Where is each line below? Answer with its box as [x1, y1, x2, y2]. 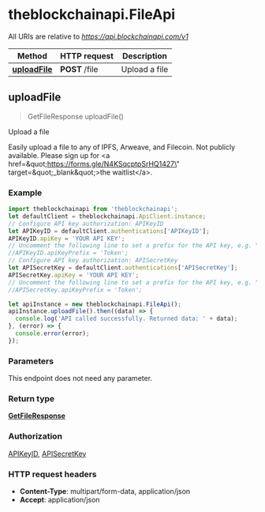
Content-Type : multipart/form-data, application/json [19, 486, 191, 495]
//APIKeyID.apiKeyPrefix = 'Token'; [8, 249, 129, 258]
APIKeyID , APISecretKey [8, 449, 87, 458]
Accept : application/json [19, 495, 100, 504]
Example [8, 187, 43, 198]
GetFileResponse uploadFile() [27, 111, 124, 121]
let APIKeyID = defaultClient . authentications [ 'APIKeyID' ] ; [8, 227, 211, 235]
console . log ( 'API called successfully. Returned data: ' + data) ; [15, 314, 238, 323]
